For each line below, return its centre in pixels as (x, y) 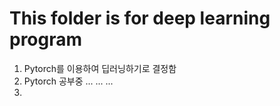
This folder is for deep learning (140, 18)
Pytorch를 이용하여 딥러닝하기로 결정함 (100, 68)
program (46, 39)
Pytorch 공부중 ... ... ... (68, 81)
